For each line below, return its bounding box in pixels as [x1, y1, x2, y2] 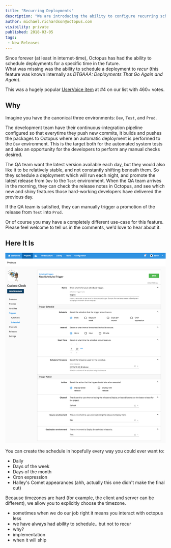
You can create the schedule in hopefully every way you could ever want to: [5, 448, 164, 454]
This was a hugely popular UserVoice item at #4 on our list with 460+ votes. [5, 86, 165, 93]
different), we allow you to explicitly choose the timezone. [5, 500, 126, 506]
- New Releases [7, 41, 40, 46]
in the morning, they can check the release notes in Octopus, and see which [5, 183, 165, 189]
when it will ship [12, 537, 47, 543]
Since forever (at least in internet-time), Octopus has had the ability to [5, 55, 152, 61]
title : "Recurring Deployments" [5, 8, 74, 13]
